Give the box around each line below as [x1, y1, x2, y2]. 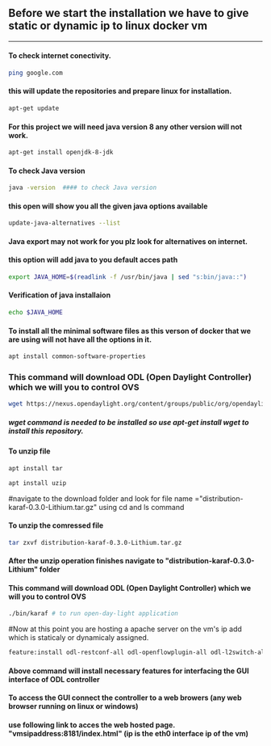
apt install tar [8, 464, 63, 472]
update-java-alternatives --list [8, 219, 121, 227]
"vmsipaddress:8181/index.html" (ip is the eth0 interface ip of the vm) [8, 728, 248, 738]
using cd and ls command [98, 502, 185, 512]
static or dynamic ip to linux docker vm [8, 19, 208, 33]
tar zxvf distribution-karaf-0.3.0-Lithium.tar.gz [8, 538, 182, 546]
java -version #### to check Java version [8, 183, 157, 192]
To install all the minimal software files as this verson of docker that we [8, 326, 252, 335]
